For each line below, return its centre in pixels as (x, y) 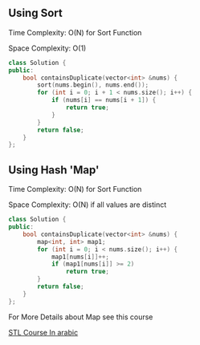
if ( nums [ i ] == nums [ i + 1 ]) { (104, 100)
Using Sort (35, 13)
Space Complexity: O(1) (47, 48)
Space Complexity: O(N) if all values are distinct (88, 205)
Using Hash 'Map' (54, 170)
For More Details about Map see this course (81, 317)
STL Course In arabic (43, 332)
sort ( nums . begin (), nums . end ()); (93, 85)
